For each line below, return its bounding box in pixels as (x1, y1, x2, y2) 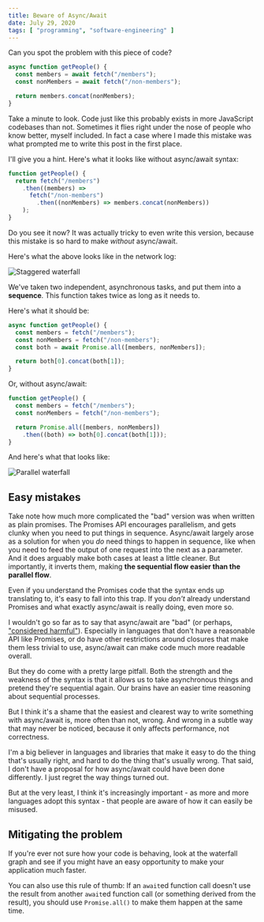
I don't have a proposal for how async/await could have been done (8, 764, 225, 774)
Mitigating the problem (8, 827, 123, 841)
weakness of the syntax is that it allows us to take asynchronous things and (8, 675, 254, 684)
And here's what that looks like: (8, 452, 110, 462)
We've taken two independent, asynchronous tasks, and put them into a (8, 282, 242, 292)
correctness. (8, 732, 50, 742)
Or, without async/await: (8, 379, 87, 389)
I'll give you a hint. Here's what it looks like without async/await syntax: (8, 154, 239, 164)
